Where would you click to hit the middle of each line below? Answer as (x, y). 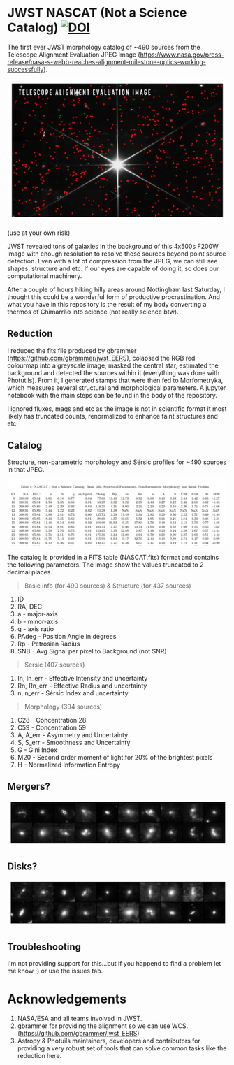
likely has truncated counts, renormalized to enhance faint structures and (113, 416)
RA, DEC (30, 607)
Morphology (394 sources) (63, 707)
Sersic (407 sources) (54, 665)
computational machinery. (45, 276)
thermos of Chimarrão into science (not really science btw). (93, 312)
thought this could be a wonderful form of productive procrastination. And (114, 297)
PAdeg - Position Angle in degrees (67, 636)
